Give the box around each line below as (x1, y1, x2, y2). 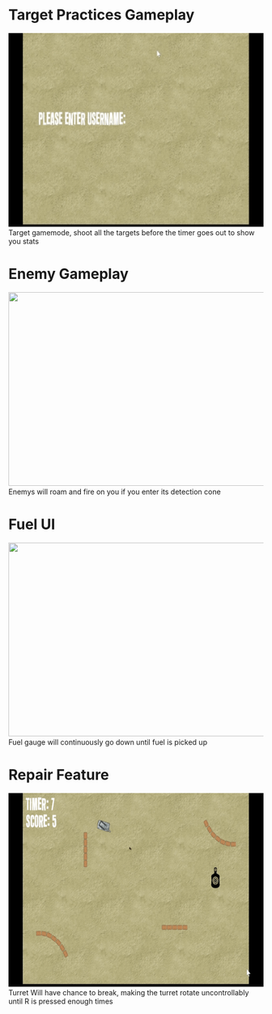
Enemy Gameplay (8, 265, 130, 283)
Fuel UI (8, 515, 56, 534)
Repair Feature (8, 766, 109, 784)
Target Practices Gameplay (8, 6, 195, 24)
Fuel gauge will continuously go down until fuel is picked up (8, 737, 208, 747)
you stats (8, 236, 39, 246)
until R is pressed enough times (8, 996, 113, 1006)
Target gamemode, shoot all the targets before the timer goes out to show (8, 227, 255, 237)
